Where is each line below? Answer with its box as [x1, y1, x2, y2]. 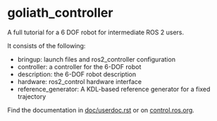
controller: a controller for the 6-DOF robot [17, 62, 142, 71]
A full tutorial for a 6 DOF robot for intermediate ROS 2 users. [7, 28, 185, 36]
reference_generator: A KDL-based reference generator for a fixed [17, 85, 211, 93]
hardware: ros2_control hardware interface [17, 77, 142, 85]
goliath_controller [7, 5, 113, 21]
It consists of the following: [7, 41, 86, 50]
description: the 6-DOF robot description [17, 70, 137, 78]
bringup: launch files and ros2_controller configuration [17, 55, 176, 64]
